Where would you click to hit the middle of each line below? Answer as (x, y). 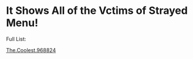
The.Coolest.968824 (31, 50)
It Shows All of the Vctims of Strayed (97, 11)
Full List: (16, 39)
